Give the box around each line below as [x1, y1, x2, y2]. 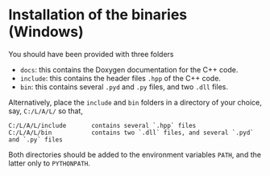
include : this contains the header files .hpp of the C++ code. [19, 73, 222, 83]
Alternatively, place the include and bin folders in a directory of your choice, [8, 97, 262, 107]
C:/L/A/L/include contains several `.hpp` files [8, 121, 197, 129]
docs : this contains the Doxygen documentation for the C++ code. [19, 64, 239, 74]
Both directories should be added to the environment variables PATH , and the [8, 149, 262, 159]
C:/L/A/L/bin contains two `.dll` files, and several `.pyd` [8, 129, 254, 137]
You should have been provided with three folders [8, 49, 175, 59]
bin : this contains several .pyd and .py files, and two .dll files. [19, 82, 228, 92]
